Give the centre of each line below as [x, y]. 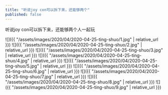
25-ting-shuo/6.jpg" [26, 71]
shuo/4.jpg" [18, 60]
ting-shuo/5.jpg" [22, 66]
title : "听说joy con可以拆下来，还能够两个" [48, 10]
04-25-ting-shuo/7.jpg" [29, 76]
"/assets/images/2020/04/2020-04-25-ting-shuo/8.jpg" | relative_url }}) [80, 82]
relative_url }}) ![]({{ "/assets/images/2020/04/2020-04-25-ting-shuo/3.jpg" [84, 50]
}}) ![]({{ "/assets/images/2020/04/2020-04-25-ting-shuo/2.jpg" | [74, 44]
